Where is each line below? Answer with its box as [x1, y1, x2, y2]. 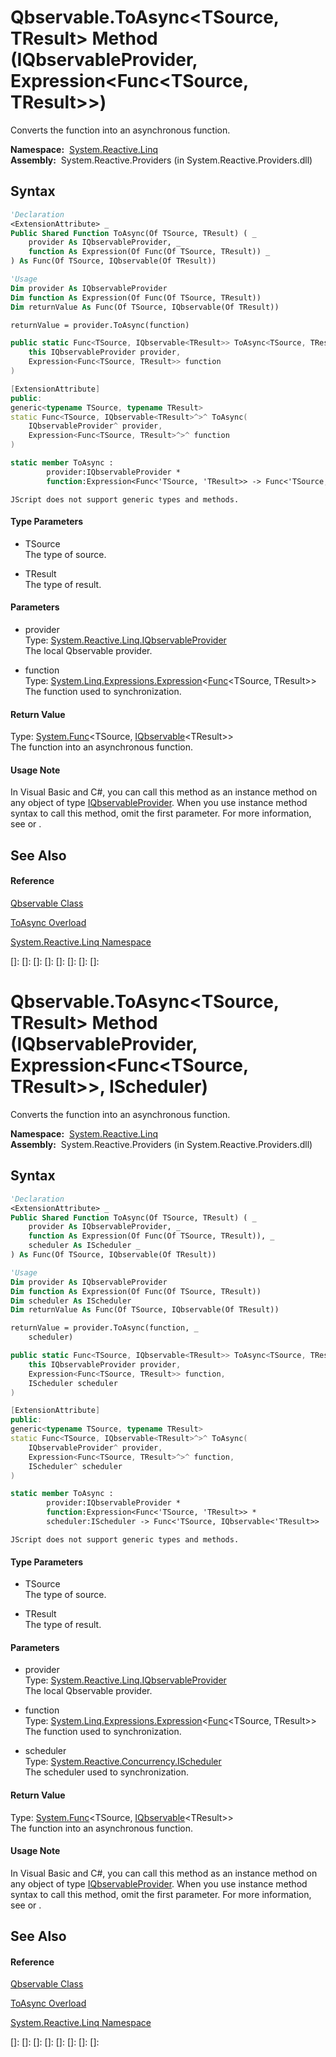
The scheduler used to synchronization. [24, 1766, 189, 1778]
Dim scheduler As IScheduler [10, 1296, 132, 1306]
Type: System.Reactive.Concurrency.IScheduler [24, 1756, 222, 1768]
